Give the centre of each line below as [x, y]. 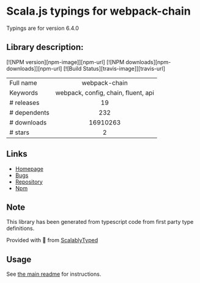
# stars [19, 132]
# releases [24, 102]
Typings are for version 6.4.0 [43, 28]
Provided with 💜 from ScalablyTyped [52, 240]
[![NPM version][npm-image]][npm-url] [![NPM [65, 62]
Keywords [24, 93]
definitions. [20, 228]
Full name [24, 82]
